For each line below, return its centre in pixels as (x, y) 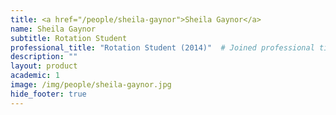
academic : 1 (35, 76)
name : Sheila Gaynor (53, 29)
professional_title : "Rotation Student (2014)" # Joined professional (162, 47)
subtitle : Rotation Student (69, 38)
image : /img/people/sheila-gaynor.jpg (91, 85)
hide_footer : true (48, 94)
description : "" (44, 57)
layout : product (44, 66)
